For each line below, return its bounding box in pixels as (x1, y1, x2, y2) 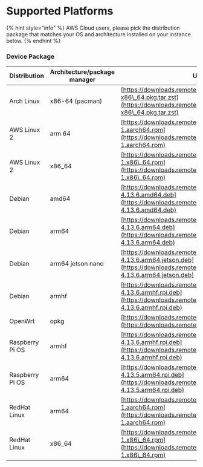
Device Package (6, 52, 55, 60)
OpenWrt (9, 317, 35, 325)
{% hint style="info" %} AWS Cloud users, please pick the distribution (6, 24, 180, 31)
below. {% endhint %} (6, 37, 61, 44)
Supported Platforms (6, 4, 114, 18)
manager (69, 76, 95, 84)
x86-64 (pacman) (50, 97, 103, 105)
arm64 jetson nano (50, 260, 104, 268)
